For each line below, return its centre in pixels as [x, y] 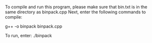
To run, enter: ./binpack [28, 36]
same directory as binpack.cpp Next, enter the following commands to [76, 12]
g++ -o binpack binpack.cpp [34, 26]
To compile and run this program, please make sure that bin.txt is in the [76, 7]
